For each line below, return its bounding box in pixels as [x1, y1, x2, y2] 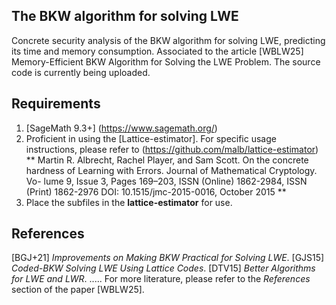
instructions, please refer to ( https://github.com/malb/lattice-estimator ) [25, 143, 319, 155]
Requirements [11, 95, 101, 113]
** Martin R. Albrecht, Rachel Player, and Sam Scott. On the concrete [25, 154, 309, 166]
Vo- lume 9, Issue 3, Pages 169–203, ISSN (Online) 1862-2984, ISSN [25, 175, 308, 187]
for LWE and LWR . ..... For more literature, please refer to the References [11, 273, 311, 285]
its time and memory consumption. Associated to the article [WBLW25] [11, 45, 304, 57]
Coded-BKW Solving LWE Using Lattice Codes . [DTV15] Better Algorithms [11, 262, 316, 274]
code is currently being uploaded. [11, 66, 151, 78]
